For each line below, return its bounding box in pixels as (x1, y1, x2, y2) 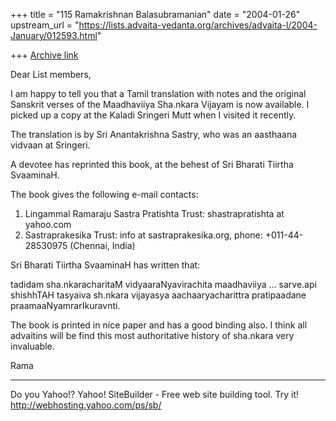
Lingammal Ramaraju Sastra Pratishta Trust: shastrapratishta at (24, 208, 285, 219)
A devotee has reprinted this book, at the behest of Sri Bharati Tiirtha (10, 159, 294, 170)
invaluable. (10, 340, 55, 352)
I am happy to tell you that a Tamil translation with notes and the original (10, 88, 307, 99)
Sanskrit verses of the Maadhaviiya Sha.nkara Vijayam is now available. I (10, 99, 310, 110)
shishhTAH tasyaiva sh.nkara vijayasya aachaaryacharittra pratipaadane (10, 289, 307, 301)
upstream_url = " (10, 19, 80, 31)
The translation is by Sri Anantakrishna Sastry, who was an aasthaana (10, 129, 298, 140)
